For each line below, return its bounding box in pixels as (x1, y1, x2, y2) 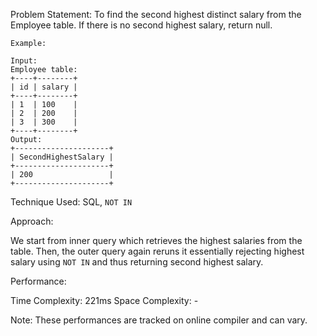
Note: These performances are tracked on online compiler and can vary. (10, 314, 308, 326)
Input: (10, 56, 38, 66)
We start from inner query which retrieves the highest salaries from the (10, 235, 303, 246)
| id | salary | (10, 82, 78, 92)
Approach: (10, 215, 54, 227)
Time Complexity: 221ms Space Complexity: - (10, 295, 199, 306)
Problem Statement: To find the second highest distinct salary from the (10, 9, 302, 20)
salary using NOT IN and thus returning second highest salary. (10, 256, 264, 268)
